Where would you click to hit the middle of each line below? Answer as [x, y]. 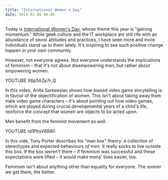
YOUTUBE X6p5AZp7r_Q [31, 80]
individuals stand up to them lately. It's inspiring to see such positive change [84, 45]
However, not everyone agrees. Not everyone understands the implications [83, 60]
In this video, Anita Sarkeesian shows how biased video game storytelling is [84, 90]
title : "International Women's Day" [44, 10]
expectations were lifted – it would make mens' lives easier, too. [71, 157]
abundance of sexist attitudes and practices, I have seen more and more [80, 39]
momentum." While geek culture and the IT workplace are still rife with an [81, 34]
